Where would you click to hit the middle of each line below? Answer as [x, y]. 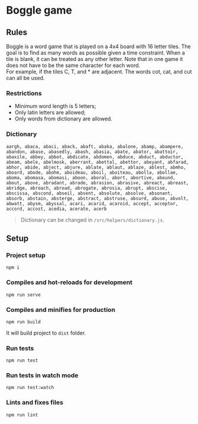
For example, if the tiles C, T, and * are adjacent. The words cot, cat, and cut [99, 71]
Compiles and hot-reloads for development [69, 282]
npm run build [24, 322]
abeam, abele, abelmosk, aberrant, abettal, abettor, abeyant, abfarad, [98, 162]
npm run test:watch [30, 388]
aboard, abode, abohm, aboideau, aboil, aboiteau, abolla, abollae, [92, 173]
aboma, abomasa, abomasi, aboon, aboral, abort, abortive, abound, [91, 178]
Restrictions [24, 93]
